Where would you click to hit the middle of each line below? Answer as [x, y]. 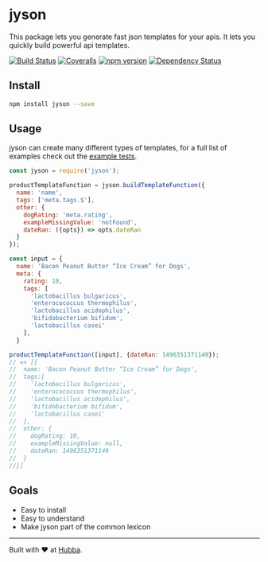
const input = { [36, 259]
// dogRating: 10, [45, 436]
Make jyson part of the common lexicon [85, 526]
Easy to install [43, 509]
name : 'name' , [39, 193]
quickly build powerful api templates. [70, 45]
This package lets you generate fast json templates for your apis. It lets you [132, 37]
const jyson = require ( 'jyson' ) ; [64, 171]
